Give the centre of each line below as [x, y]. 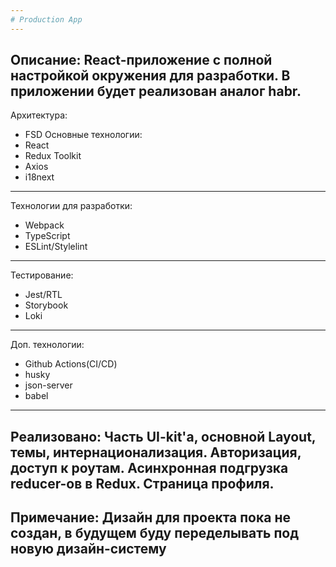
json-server [48, 385]
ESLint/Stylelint [56, 247]
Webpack [44, 225]
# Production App [46, 19]
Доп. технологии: [47, 345]
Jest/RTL [43, 295]
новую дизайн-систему [88, 549]
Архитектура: [39, 115]
